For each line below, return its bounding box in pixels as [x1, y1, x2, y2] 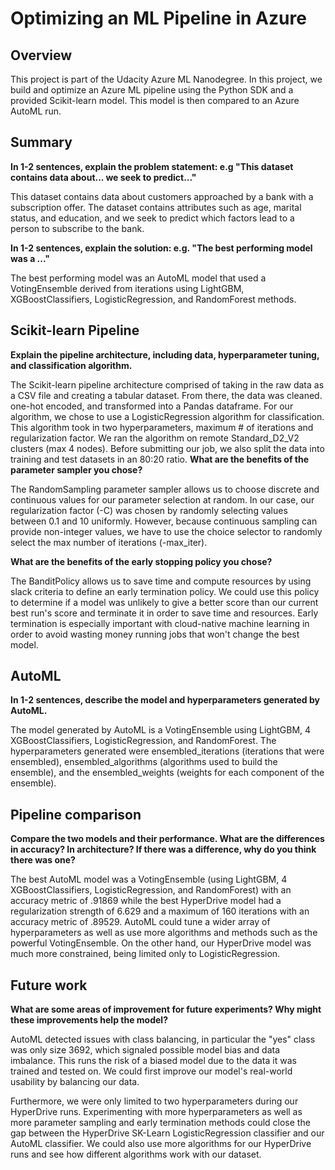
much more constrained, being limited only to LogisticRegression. [10, 948, 281, 960]
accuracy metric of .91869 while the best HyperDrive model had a [10, 895, 282, 907]
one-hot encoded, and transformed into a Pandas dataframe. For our [10, 400, 294, 412]
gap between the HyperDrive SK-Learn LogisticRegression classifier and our [10, 1127, 325, 1139]
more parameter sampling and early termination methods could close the [10, 1117, 311, 1129]
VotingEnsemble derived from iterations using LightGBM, [10, 282, 245, 294]
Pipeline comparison [10, 806, 142, 823]
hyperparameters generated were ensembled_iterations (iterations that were [10, 745, 325, 757]
